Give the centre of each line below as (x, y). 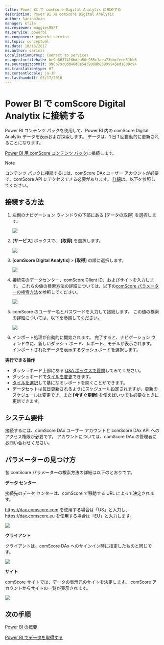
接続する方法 (24, 202)
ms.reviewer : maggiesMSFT (31, 28)
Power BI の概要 (21, 627)
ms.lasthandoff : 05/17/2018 (34, 78)
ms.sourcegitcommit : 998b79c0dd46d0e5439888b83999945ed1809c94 (71, 64)
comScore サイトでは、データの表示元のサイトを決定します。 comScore (78, 582)
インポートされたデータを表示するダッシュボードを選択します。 (76, 349)
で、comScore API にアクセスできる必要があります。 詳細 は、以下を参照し (80, 179)
